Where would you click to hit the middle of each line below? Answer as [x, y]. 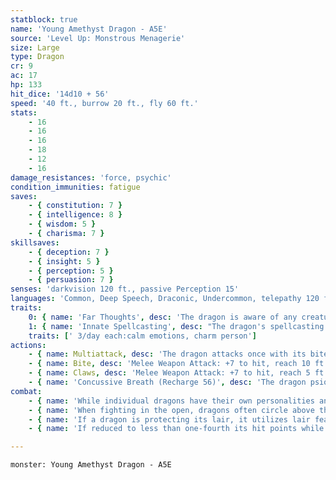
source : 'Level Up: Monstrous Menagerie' [98, 38]
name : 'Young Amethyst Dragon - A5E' [89, 29]
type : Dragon [37, 57]
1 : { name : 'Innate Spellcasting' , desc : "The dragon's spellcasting [176, 326]
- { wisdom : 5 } [62, 224]
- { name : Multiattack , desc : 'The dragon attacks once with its [167, 354]
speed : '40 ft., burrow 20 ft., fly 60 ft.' [104, 103]
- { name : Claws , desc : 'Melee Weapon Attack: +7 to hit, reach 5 [169, 373]
